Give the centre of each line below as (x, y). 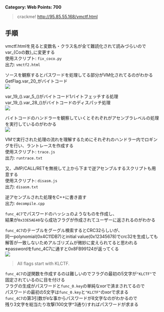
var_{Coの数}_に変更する (30, 52)
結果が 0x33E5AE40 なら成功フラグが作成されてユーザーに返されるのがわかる (80, 220)
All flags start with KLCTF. (43, 263)
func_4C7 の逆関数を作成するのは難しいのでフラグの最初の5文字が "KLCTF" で (81, 273)
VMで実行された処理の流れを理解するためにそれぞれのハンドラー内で (75, 139)
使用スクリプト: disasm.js (31, 180)
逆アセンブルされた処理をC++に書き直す (46, 197)
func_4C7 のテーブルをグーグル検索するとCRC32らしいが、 (64, 230)
